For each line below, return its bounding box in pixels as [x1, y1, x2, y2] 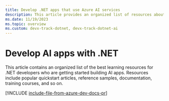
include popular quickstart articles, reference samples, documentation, [5, 75, 152, 81]
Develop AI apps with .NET [5, 48, 119, 59]
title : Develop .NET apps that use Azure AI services [5, 7, 121, 13]
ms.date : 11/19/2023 [5, 17, 49, 22]
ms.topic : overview [5, 21, 46, 27]
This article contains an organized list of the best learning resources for [5, 64, 153, 70]
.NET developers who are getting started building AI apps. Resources [5, 70, 148, 76]
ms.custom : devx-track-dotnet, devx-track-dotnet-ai [5, 26, 118, 31]
